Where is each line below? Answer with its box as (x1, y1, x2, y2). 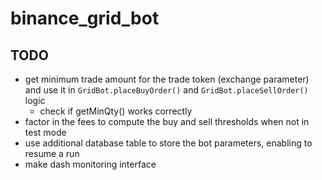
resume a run (24, 148, 80, 159)
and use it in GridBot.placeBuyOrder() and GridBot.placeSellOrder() (24, 84, 309, 96)
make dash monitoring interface (24, 158, 157, 170)
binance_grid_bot (10, 7, 160, 30)
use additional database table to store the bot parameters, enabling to (24, 137, 313, 149)
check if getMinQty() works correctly (39, 105, 193, 117)
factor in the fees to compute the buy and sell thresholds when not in (24, 116, 310, 127)
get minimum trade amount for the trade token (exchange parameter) (24, 73, 310, 85)
